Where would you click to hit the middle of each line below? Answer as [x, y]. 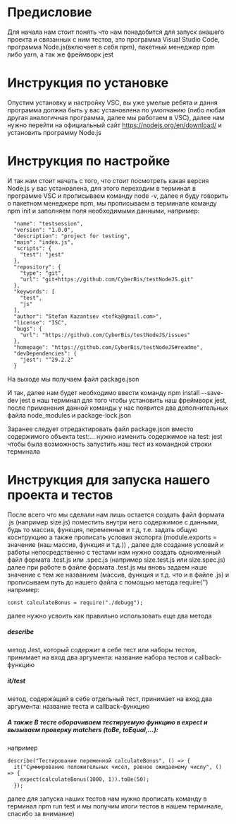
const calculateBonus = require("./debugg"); [75, 602]
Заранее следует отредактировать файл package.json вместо [100, 429]
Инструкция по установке [88, 83]
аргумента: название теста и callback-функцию [79, 706]
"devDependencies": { [45, 353]
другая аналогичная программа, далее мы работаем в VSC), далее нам [116, 117]
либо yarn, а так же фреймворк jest [61, 54]
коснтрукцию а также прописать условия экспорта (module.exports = [112, 537]
